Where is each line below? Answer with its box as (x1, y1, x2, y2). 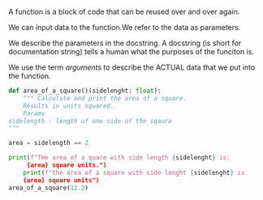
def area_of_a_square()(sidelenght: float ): (8, 87, 162, 95)
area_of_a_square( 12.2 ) (8, 184, 89, 192)
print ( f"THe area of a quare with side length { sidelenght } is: (8, 154, 231, 162)
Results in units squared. (23, 101, 114, 110)
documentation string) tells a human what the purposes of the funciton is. (8, 47, 254, 56)
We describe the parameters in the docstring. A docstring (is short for (8, 38, 242, 48)
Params (23, 109, 45, 117)
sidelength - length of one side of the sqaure (8, 117, 173, 125)
